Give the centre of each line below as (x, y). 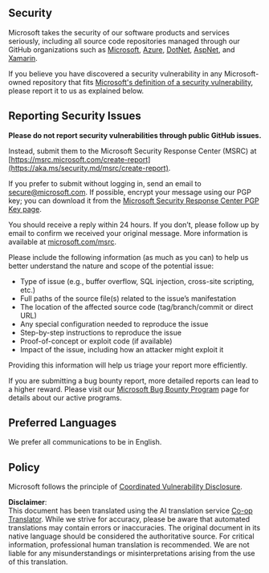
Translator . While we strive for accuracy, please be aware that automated (129, 519)
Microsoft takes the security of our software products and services (119, 32)
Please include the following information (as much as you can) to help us (128, 257)
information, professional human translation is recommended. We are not (129, 545)
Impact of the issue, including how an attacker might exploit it (122, 349)
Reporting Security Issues (75, 116)
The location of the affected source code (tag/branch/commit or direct (137, 307)
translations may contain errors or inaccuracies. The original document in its (134, 528)
